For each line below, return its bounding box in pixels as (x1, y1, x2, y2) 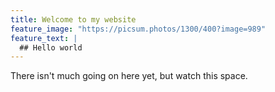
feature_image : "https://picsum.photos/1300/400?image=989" (10, 24, 267, 34)
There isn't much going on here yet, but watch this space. (10, 70, 248, 82)
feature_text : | (10, 33, 78, 43)
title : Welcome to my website (10, 14, 137, 25)
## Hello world (19, 42, 83, 53)
